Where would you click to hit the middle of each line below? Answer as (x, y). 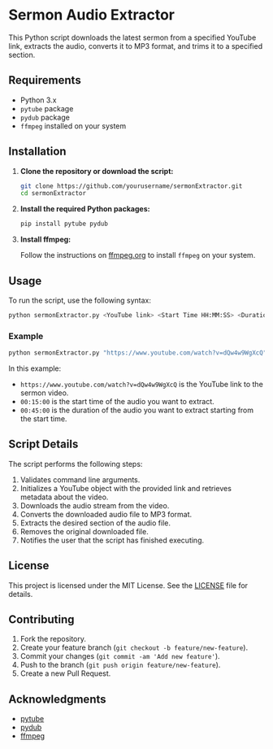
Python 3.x (38, 100)
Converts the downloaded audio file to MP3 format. (106, 514)
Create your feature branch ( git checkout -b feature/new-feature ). (134, 647)
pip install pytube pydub (64, 224)
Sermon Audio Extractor (91, 15)
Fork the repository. (53, 639)
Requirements (45, 80)
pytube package (47, 108)
